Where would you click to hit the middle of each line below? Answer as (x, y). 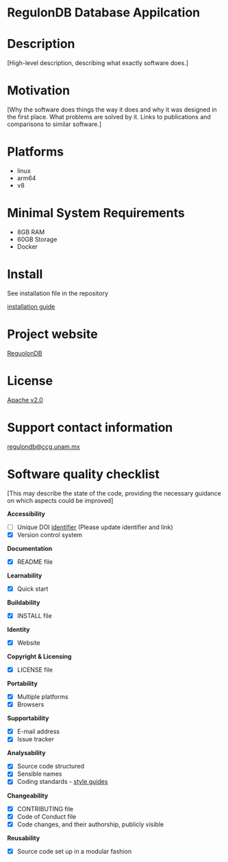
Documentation (30, 548)
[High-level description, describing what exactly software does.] (98, 63)
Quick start (33, 589)
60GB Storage (37, 239)
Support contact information (90, 427)
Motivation (39, 91)
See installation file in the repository (58, 293)
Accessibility (26, 514)
